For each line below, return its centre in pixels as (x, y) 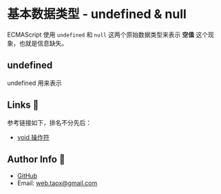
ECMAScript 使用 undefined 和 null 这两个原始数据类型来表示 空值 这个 (108, 35)
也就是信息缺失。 (43, 43)
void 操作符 (33, 137)
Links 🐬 (23, 105)
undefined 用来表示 (34, 83)
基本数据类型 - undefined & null (97, 14)
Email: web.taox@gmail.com (57, 183)
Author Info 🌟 (36, 159)
